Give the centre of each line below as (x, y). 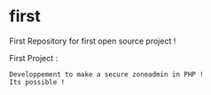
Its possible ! (37, 82)
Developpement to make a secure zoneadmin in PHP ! (106, 74)
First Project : (34, 58)
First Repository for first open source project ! (93, 41)
